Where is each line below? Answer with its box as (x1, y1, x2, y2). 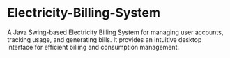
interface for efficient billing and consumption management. (7, 43, 180, 51)
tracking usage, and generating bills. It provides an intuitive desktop (7, 35, 202, 43)
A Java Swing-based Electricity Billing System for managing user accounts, (7, 28, 224, 36)
